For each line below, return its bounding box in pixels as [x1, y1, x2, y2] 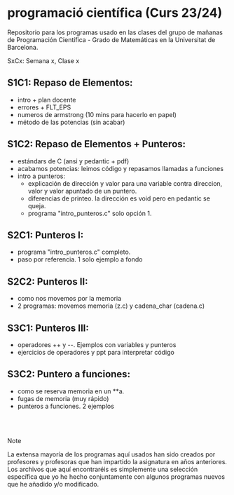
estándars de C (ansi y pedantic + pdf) [17, 156, 130, 165]
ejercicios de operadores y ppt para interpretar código [17, 348, 175, 356]
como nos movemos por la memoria [17, 294, 122, 303]
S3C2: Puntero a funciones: [7, 368, 131, 380]
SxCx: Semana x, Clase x [7, 56, 80, 65]
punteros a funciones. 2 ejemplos [17, 402, 114, 410]
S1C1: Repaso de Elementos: [7, 77, 133, 89]
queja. [27, 201, 46, 210]
